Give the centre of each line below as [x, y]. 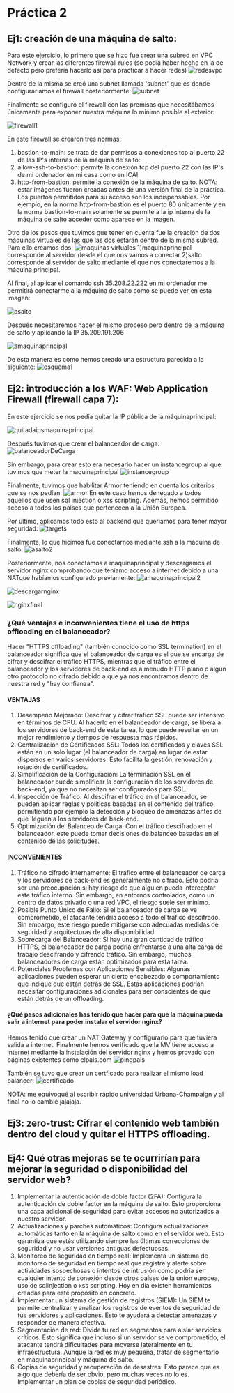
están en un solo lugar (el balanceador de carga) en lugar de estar [112, 752]
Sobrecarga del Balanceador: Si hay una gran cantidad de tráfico [110, 939]
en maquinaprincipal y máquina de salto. [76, 1359]
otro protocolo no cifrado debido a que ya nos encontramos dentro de [108, 676]
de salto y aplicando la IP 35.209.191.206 [65, 332]
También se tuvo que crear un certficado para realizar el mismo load [105, 1073]
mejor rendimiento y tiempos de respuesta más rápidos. [97, 738]
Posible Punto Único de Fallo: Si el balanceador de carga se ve [107, 909]
